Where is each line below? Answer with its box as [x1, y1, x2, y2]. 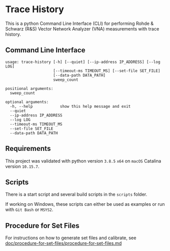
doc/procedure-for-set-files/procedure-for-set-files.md [5, 240, 122, 246]
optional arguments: [5, 99, 49, 105]
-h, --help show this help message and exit [10, 104, 131, 109]
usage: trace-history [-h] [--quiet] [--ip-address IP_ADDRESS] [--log [5, 59, 160, 65]
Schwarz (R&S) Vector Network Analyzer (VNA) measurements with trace [5, 25, 159, 32]
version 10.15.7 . [5, 163, 40, 169]
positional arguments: [5, 86, 53, 91]
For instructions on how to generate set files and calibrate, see [5, 235, 136, 241]
